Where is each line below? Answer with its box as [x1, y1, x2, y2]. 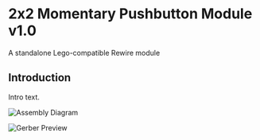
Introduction [8, 71, 72, 84]
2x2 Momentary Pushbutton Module [8, 5, 253, 23]
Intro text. [8, 92, 40, 102]
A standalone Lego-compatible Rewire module [8, 48, 161, 57]
